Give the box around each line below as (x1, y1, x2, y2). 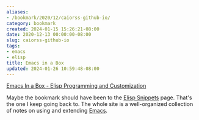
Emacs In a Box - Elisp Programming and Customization (6, 82, 147, 90)
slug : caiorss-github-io (6, 37, 70, 43)
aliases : (6, 9, 29, 15)
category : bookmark (6, 20, 56, 26)
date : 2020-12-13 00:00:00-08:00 (6, 32, 92, 38)
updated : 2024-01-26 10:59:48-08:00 (6, 65, 99, 72)
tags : (6, 43, 20, 49)
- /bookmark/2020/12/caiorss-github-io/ (6, 15, 111, 21)
